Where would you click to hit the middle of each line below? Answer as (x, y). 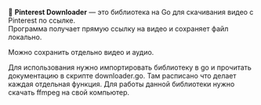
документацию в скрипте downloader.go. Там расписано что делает (122, 76)
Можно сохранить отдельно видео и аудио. (81, 52)
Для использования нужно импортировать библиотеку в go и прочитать (130, 67)
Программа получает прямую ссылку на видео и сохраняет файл (118, 29)
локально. (25, 37)
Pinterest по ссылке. (42, 20)
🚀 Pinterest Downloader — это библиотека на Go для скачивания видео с (131, 12)
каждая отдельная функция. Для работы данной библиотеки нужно (121, 84)
